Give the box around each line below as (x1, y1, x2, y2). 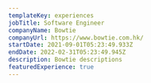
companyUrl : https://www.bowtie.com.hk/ (8, 33, 145, 42)
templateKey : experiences (8, 11, 94, 20)
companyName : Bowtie (8, 26, 77, 34)
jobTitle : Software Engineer (8, 19, 105, 27)
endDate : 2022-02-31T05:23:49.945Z (8, 48, 126, 56)
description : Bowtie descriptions (8, 56, 123, 64)
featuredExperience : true (8, 63, 94, 71)
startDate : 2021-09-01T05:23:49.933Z (8, 41, 134, 49)
